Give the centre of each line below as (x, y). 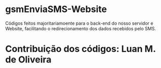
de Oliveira (28, 60)
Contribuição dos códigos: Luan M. (80, 49)
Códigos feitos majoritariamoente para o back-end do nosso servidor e (79, 23)
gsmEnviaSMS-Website (56, 9)
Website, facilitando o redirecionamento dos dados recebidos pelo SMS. (80, 28)
